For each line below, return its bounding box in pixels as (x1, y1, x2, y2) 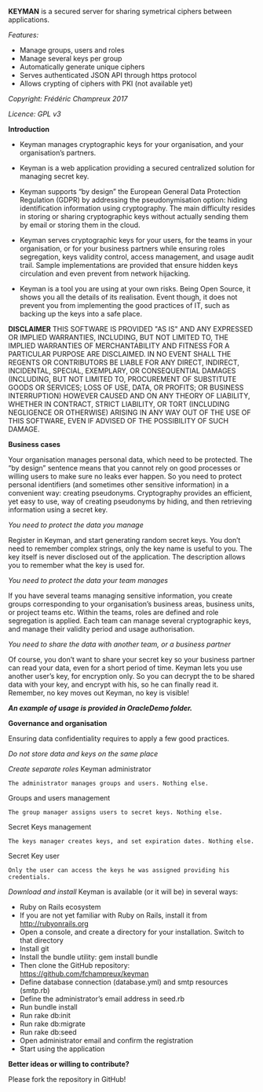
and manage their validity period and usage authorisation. (8, 625, 195, 633)
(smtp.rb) (19, 986, 50, 995)
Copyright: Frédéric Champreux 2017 (8, 94, 128, 103)
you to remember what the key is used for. (8, 561, 145, 570)
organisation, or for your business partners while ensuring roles (19, 244, 225, 253)
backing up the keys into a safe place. (19, 310, 143, 318)
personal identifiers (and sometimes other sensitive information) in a (8, 480, 229, 489)
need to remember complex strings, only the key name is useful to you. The (8, 544, 253, 553)
